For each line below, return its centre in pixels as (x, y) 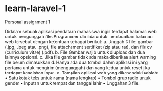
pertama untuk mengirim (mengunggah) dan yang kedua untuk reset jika (78, 67)
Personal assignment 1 (27, 22)
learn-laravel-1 (36, 9)
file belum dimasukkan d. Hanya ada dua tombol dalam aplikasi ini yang (77, 62)
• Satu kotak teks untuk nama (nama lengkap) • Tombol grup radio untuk (78, 78)
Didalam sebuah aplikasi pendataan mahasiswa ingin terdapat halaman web (81, 31)
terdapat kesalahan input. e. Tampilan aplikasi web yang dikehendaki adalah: (82, 73)
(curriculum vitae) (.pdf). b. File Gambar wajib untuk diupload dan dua (75, 52)
